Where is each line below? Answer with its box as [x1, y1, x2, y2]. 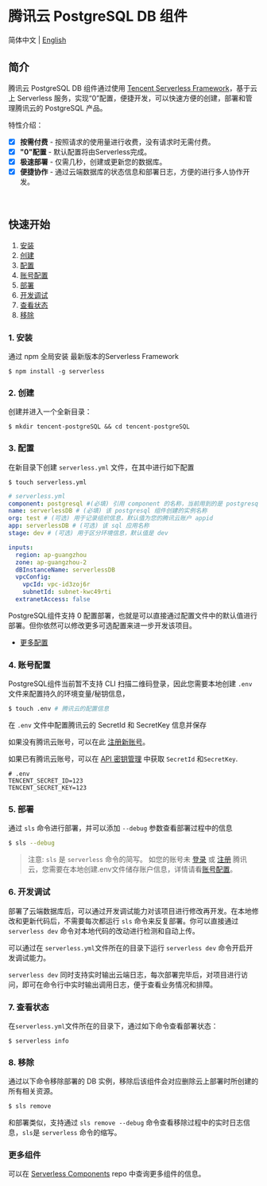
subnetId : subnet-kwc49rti [22, 588, 112, 596]
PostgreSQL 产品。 [44, 103, 107, 112]
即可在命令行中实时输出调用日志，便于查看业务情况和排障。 [21, 980, 217, 989]
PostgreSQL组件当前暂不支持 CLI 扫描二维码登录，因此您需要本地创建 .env [8, 679, 253, 689]
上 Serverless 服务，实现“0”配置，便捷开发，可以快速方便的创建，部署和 [8, 93, 246, 103]
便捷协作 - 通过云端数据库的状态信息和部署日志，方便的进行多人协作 [19, 166, 244, 176]
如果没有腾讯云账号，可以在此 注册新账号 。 [8, 737, 149, 747]
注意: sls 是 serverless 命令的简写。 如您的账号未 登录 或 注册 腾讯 [27, 855, 248, 864]
